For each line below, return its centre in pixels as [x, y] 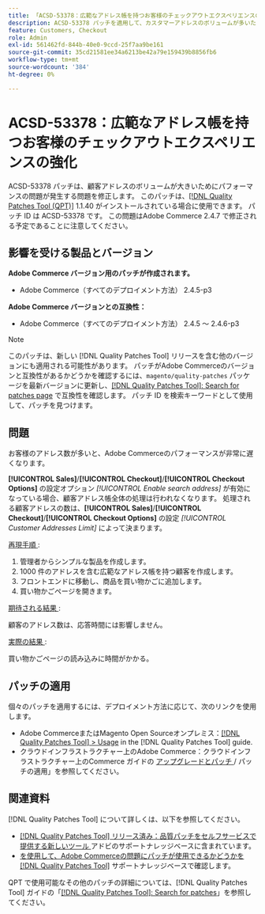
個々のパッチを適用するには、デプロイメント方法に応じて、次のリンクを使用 [132, 706]
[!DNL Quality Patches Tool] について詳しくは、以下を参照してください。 [126, 819]
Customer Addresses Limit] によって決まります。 [88, 528]
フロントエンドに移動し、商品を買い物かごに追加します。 [113, 582]
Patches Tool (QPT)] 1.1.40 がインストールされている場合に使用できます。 [127, 206]
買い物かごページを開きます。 [68, 591]
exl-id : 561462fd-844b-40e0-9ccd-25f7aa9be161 [86, 45]
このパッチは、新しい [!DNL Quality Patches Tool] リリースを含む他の [121, 356]
